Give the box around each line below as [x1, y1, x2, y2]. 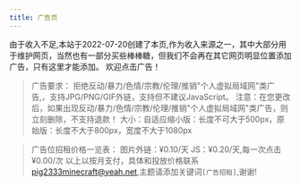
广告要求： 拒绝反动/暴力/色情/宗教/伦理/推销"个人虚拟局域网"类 [30, 80, 268, 90]
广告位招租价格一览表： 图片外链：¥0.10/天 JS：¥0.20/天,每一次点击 [30, 144, 282, 155]
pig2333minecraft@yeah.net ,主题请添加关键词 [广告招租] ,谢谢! [30, 166, 257, 177]
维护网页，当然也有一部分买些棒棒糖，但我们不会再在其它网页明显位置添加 [16, 50, 292, 61]
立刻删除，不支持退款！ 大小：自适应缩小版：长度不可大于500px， [30, 114, 278, 124]
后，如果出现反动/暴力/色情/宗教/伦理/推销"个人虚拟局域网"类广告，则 [30, 102, 289, 113]
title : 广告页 [9, 13, 58, 22]
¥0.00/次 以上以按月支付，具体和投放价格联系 [30, 155, 200, 165]
